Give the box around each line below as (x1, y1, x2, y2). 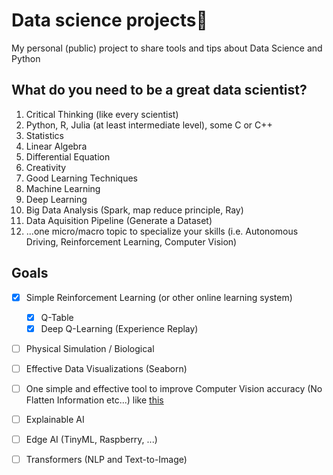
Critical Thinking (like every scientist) (25, 108, 179, 120)
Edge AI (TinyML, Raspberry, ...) (25, 434, 158, 445)
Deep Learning (25, 193, 88, 205)
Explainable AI (25, 413, 85, 425)
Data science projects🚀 (11, 9, 208, 32)
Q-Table (40, 311, 74, 323)
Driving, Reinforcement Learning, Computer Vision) (25, 235, 238, 248)
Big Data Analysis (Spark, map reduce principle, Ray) (25, 204, 244, 216)
